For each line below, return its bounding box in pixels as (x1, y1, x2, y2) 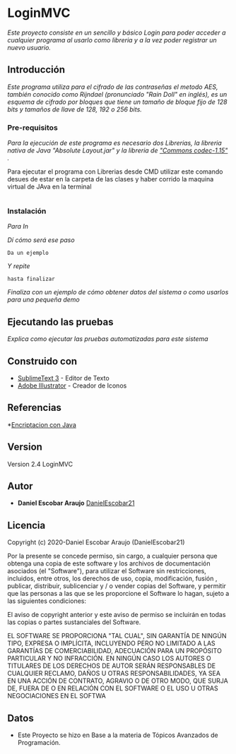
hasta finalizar (7, 275, 55, 283)
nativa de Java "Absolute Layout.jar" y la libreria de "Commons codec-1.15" (7, 146, 228, 155)
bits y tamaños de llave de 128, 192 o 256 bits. (7, 104, 143, 114)
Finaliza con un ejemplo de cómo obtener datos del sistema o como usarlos (7, 288, 229, 297)
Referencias (7, 402, 62, 414)
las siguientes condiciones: (7, 597, 87, 605)
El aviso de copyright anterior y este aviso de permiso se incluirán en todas (7, 611, 226, 619)
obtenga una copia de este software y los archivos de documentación (7, 559, 211, 568)
